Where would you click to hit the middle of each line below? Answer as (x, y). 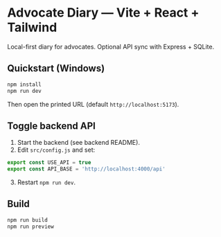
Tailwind (32, 27)
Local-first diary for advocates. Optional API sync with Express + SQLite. (111, 46)
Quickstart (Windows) (56, 68)
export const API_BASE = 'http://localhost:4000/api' (87, 169)
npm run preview (30, 227)
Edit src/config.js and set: (56, 150)
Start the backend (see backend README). (79, 143)
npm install (24, 85)
